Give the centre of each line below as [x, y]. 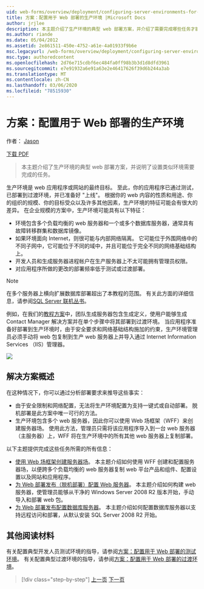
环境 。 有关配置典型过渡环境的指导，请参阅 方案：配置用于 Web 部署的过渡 [99, 559]
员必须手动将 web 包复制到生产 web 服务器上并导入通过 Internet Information [101, 336]
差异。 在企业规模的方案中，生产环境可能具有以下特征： [76, 210]
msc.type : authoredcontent [40, 57]
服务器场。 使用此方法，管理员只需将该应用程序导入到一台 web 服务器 [108, 428]
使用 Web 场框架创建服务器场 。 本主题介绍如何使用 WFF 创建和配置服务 [105, 461]
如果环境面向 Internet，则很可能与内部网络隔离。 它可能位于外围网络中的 [106, 238]
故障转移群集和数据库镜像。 [50, 230]
